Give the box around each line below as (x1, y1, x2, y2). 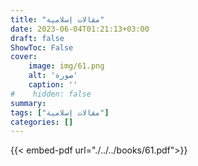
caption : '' (28, 80, 78, 90)
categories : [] (10, 117, 74, 127)
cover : (10, 52, 38, 62)
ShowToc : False (10, 42, 74, 53)
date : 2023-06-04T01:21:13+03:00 (10, 24, 150, 34)
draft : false (10, 33, 65, 43)
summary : (10, 98, 47, 108)
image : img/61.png (28, 61, 105, 71)
